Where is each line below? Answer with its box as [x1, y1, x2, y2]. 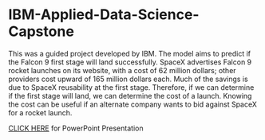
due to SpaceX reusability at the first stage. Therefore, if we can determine [8, 82, 255, 92]
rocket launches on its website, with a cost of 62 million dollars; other [8, 65, 237, 75]
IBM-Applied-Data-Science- [8, 6, 200, 24]
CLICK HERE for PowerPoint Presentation [8, 123, 144, 133]
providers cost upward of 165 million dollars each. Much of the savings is [8, 74, 249, 84]
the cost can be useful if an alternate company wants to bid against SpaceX [8, 99, 258, 109]
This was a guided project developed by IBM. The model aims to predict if [8, 49, 251, 58]
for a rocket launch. [8, 107, 73, 117]
